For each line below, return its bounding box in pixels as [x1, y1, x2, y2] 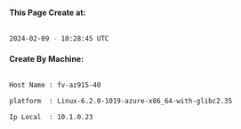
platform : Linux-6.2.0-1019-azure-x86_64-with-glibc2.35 [9, 97, 233, 106]
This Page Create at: [9, 7, 86, 18]
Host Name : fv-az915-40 [9, 80, 101, 90]
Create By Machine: [9, 53, 84, 64]
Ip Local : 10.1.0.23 [9, 113, 93, 122]
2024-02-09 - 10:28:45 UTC [9, 34, 109, 43]
